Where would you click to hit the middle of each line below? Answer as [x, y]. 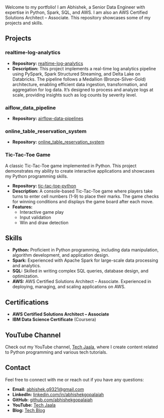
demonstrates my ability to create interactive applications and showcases [80, 171]
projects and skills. [24, 23]
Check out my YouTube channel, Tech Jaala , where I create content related [82, 347]
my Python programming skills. [37, 176]
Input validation [35, 217]
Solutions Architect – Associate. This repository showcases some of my [78, 18]
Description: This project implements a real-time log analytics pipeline [84, 68]
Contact [18, 368]
